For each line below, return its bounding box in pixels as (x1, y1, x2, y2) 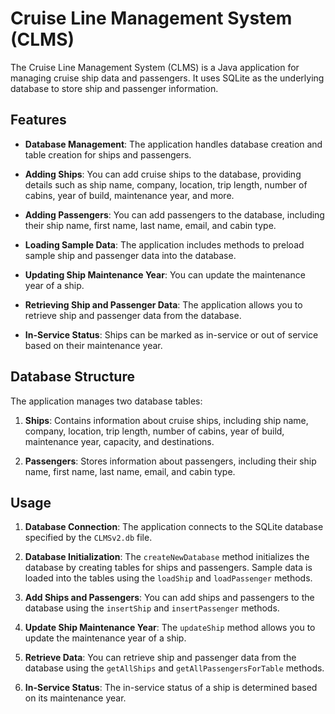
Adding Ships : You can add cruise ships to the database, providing (24, 168, 302, 180)
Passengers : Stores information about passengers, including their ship (24, 455, 317, 467)
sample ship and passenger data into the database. (24, 249, 237, 261)
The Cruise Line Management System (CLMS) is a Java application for (10, 61, 300, 73)
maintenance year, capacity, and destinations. (24, 435, 215, 447)
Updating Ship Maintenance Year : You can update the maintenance (24, 268, 306, 281)
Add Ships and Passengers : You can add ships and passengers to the (24, 592, 315, 604)
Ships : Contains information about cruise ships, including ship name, (24, 414, 309, 426)
